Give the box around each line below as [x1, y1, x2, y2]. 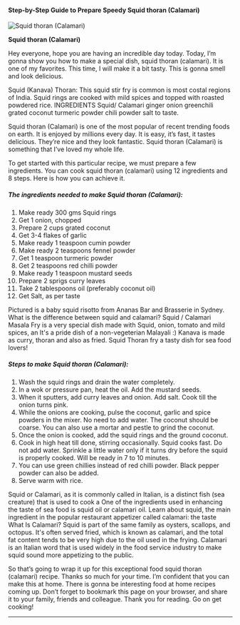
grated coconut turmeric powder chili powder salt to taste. [8, 108, 179, 117]
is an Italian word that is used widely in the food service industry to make [8, 543, 222, 552]
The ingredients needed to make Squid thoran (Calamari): [8, 190, 184, 199]
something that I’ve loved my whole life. [8, 145, 125, 153]
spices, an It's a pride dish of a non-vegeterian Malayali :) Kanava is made [8, 328, 225, 337]
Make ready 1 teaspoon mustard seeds [18, 269, 132, 278]
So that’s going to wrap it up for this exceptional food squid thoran [8, 564, 202, 574]
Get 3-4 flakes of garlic [18, 231, 88, 240]
